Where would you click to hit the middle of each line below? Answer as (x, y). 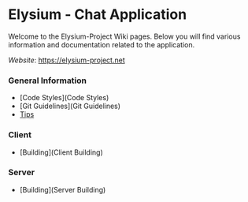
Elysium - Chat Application (98, 15)
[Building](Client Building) (61, 152)
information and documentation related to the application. (102, 44)
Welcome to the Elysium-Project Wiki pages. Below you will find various (124, 36)
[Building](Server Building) (63, 189)
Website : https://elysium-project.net (67, 60)
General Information (48, 80)
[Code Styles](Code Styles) (64, 98)
